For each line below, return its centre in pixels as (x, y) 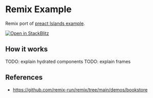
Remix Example (39, 9)
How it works (27, 49)
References (24, 77)
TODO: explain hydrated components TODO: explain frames (68, 61)
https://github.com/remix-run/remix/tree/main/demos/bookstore (80, 89)
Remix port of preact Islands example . (45, 23)
